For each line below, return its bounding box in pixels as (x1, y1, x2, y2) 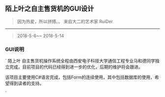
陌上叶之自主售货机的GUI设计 (5, 4, 94, 13)
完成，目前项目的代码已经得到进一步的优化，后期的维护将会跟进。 (9, 64, 143, 70)
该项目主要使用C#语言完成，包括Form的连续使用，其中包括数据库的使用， (5, 75, 155, 80)
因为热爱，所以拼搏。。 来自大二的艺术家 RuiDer (17, 19, 113, 24)
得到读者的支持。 (9, 80, 44, 86)
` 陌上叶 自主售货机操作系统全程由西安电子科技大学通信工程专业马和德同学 (5, 58, 156, 64)
